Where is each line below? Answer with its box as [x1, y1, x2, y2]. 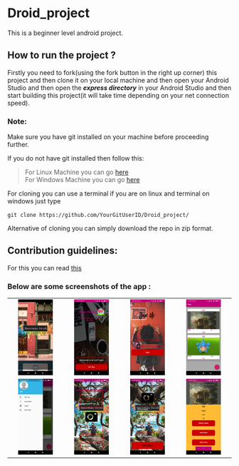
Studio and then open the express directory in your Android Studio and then [7, 83, 232, 92]
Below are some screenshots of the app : [7, 281, 152, 291]
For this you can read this [7, 263, 82, 272]
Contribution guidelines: [7, 245, 118, 257]
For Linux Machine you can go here [24, 168, 129, 176]
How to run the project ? [7, 49, 116, 61]
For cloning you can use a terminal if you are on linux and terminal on [7, 189, 210, 198]
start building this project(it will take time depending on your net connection [7, 91, 230, 99]
